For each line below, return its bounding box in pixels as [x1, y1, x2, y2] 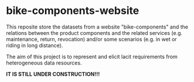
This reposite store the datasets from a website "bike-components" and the [6, 23, 189, 30]
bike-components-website [6, 4, 139, 17]
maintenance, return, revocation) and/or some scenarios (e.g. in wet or [6, 35, 177, 42]
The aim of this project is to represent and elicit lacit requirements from [6, 53, 178, 60]
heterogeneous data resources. [6, 59, 82, 66]
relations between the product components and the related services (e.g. [6, 29, 183, 36]
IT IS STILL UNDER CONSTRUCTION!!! [6, 70, 100, 77]
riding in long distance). [6, 42, 63, 49]
